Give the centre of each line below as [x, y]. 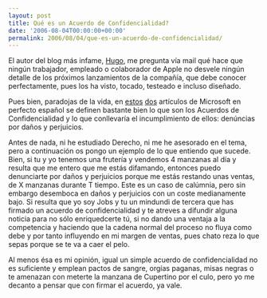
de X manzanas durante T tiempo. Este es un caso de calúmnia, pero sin [127, 185]
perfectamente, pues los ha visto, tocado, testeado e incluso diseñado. [125, 86]
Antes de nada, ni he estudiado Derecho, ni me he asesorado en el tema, [128, 143]
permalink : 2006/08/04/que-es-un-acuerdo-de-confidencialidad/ [116, 38]
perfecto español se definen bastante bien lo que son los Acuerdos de [124, 110]
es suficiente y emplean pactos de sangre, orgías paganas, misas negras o [131, 268]
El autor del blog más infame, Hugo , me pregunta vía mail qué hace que [126, 61]
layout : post [30, 16]
